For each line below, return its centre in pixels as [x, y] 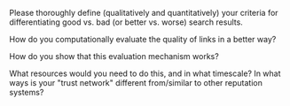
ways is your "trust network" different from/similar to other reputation [136, 83]
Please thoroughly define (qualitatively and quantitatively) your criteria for [144, 13]
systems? [27, 92]
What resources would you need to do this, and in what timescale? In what [145, 73]
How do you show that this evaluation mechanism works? [114, 56]
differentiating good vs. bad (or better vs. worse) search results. [126, 22]
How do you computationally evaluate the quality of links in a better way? [143, 39]
